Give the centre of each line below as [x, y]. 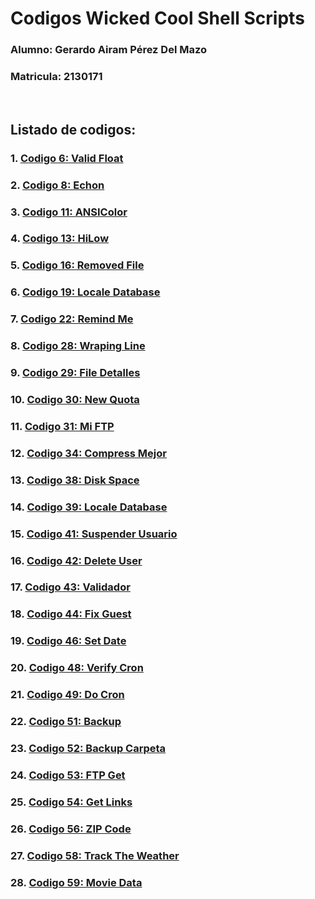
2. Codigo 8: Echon [57, 185]
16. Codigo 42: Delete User [76, 560]
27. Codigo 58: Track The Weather [95, 855]
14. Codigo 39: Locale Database [89, 507]
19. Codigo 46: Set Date [68, 641]
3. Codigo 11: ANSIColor [69, 212]
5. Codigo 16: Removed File [77, 265]
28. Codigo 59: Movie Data [76, 882]
